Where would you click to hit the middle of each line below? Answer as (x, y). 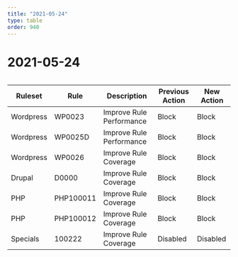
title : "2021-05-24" (38, 14)
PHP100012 (75, 219)
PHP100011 (75, 198)
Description (127, 96)
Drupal (22, 178)
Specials (25, 239)
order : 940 (23, 27)
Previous (174, 91)
